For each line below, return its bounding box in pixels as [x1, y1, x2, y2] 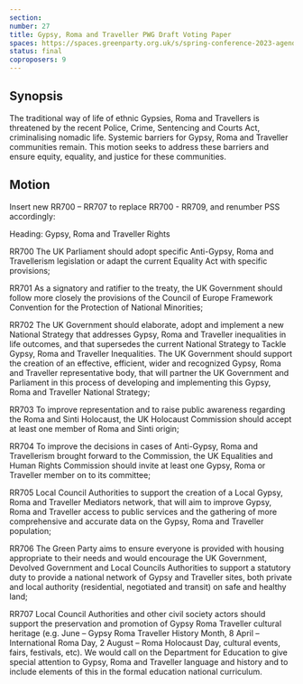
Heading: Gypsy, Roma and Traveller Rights [9, 228, 170, 239]
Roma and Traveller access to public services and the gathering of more [9, 506, 278, 517]
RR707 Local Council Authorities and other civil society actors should [9, 608, 266, 619]
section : [9, 13, 42, 23]
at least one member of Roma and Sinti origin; [9, 423, 179, 434]
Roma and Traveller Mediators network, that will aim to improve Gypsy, [9, 496, 272, 507]
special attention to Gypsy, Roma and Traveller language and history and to [9, 656, 289, 667]
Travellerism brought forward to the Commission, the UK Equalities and [9, 450, 273, 461]
